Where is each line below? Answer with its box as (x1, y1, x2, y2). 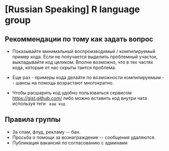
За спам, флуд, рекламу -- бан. (12, 129, 81, 135)
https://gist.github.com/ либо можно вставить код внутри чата (12, 95, 148, 101)
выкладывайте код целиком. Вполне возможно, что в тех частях (12, 59, 154, 65)
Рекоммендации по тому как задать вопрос (5, 35, 154, 43)
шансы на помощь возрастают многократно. (15, 80, 114, 86)
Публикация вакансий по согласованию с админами (12, 139, 128, 146)
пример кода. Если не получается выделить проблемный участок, (12, 54, 158, 60)
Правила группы (5, 115, 61, 124)
